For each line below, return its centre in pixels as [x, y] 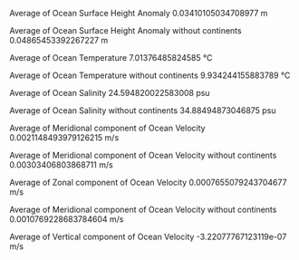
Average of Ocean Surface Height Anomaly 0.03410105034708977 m [139, 13]
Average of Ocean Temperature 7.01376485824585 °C [111, 58]
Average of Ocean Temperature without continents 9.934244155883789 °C [150, 75]
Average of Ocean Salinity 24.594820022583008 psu [110, 93]
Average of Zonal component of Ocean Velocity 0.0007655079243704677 [148, 182]
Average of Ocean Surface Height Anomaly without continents [125, 30]
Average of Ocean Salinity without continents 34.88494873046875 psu [143, 111]
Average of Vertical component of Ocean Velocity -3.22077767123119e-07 [148, 236]
